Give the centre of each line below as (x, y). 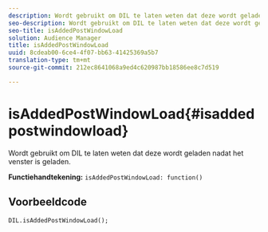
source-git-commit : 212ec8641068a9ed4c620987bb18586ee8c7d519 (114, 68)
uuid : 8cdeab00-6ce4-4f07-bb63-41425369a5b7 (83, 53)
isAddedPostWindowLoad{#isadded (132, 114)
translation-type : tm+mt (49, 61)
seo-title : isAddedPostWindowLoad (66, 30)
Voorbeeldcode (48, 202)
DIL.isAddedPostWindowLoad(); (59, 220)
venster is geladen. (39, 161)
